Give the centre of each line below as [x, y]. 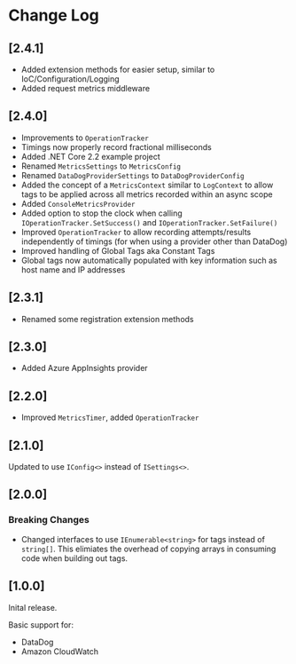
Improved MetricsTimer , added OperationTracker [110, 417]
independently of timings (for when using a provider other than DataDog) [154, 241]
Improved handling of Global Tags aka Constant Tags [118, 250]
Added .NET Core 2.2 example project [90, 156]
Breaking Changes [49, 520]
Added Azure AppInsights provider [84, 368]
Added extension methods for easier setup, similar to [118, 69]
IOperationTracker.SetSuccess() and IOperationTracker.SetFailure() [149, 222]
